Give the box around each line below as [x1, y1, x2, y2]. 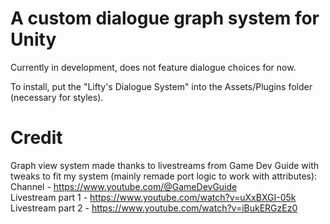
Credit [10, 127, 63, 149]
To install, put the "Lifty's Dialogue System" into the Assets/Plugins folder [10, 80, 313, 92]
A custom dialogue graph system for [10, 7, 320, 30]
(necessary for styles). [10, 91, 104, 103]
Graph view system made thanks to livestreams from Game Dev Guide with [10, 159, 320, 171]
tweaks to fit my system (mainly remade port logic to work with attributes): [10, 170, 318, 182]
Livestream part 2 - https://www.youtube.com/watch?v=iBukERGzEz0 [10, 202, 298, 214]
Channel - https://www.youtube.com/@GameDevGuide [10, 180, 238, 192]
